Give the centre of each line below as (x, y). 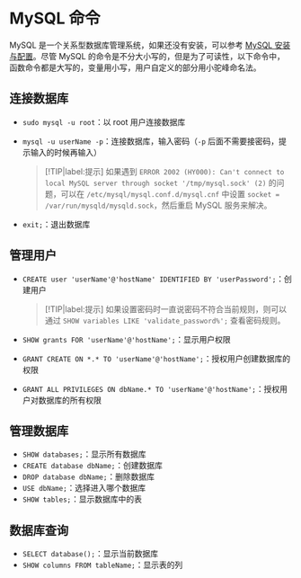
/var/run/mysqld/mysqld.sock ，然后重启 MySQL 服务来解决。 (158, 205)
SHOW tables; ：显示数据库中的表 (82, 499)
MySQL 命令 (55, 18)
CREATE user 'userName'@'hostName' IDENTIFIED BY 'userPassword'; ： (153, 279)
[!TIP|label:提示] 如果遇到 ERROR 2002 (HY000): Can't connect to (164, 171)
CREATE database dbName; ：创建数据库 (93, 466)
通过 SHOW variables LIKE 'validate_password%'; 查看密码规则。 (165, 320)
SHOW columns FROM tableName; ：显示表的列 (102, 565)
